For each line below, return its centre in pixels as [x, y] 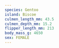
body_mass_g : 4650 [24, 33]
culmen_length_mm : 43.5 [29, 19]
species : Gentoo [21, 10]
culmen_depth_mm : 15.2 [28, 24]
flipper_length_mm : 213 [29, 28]
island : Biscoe [20, 14]
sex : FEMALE [17, 38]
